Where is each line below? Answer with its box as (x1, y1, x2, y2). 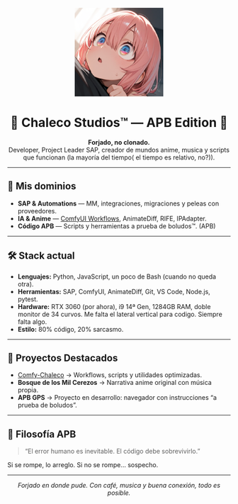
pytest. (17, 295, 38, 303)
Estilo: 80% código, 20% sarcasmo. (17, 325, 124, 333)
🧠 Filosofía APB (7, 428, 76, 440)
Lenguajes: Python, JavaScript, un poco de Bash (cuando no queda (17, 272, 217, 281)
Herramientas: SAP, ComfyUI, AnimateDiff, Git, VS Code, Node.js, (17, 287, 210, 296)
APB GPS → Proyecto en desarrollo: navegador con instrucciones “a (17, 393, 217, 402)
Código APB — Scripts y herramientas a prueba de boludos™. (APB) (17, 221, 216, 230)
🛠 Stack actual (7, 250, 76, 262)
